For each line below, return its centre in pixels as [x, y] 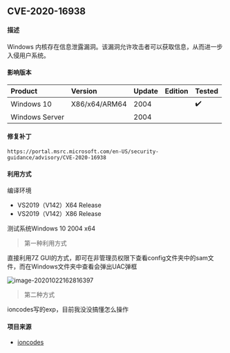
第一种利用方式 [45, 243]
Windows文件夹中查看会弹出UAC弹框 [84, 266]
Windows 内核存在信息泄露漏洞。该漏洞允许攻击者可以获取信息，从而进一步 [115, 46]
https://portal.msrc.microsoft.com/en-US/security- [83, 152]
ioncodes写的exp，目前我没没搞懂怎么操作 [68, 309]
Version [84, 91]
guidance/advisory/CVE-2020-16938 [57, 158]
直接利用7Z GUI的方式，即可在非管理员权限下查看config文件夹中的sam [108, 258]
